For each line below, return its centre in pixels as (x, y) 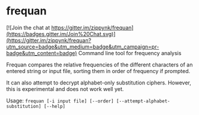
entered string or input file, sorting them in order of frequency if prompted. (98, 71)
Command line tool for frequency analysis (130, 53)
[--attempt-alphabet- (143, 101)
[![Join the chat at (28, 28)
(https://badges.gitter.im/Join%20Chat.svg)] (61, 34)
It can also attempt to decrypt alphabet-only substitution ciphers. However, (99, 83)
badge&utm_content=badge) (42, 53)
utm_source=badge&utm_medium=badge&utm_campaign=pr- (83, 47)
